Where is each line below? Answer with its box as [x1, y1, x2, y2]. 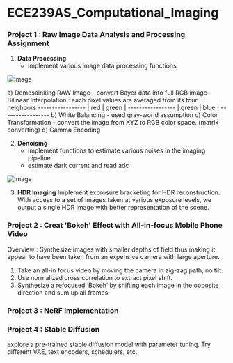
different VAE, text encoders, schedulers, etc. [7, 348, 138, 356]
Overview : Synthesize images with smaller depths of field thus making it [7, 245, 216, 254]
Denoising [17, 139, 48, 148]
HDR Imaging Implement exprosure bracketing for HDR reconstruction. [17, 188, 220, 196]
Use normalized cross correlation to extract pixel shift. [17, 273, 172, 281]
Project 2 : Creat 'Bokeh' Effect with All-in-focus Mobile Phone [7, 221, 223, 231]
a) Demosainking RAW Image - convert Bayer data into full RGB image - [7, 88, 212, 97]
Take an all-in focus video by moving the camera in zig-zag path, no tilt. [17, 266, 224, 275]
